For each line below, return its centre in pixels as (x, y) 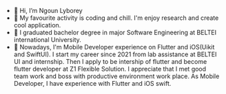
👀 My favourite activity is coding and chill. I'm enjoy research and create (116, 18)
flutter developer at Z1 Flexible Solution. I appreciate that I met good (110, 69)
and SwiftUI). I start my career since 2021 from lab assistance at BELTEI (115, 54)
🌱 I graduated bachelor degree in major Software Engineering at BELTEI (115, 32)
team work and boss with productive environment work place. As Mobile (116, 76)
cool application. (37, 25)
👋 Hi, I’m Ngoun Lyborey (48, 11)
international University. (47, 40)
